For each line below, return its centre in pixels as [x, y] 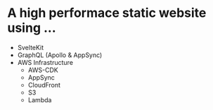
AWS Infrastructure [45, 62]
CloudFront [44, 85]
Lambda [40, 99]
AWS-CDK [43, 70]
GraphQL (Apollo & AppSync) [60, 55]
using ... [32, 28]
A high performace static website [107, 13]
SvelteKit [31, 47]
